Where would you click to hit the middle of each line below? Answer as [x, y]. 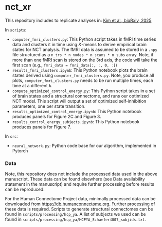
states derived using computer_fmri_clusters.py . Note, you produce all [83, 75]
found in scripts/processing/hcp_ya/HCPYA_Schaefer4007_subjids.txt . [75, 219]
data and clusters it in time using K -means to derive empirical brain [79, 44]
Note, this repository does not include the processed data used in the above [81, 174]
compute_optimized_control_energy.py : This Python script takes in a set [84, 91]
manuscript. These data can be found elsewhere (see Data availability [75, 179]
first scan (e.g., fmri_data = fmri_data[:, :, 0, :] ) [65, 65]
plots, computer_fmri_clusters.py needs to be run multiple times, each [82, 80]
